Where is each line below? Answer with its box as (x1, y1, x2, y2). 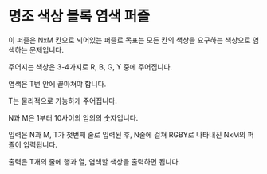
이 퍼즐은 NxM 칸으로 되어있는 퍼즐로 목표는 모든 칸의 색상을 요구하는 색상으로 (8, 35, 251, 45)
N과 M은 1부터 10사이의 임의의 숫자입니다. (8, 113, 139, 122)
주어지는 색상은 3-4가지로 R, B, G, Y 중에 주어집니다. (8, 61, 173, 72)
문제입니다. (29, 45, 65, 54)
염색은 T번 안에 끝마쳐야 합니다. (8, 79, 107, 89)
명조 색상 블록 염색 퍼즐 (8, 7, 151, 26)
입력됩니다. (22, 140, 58, 149)
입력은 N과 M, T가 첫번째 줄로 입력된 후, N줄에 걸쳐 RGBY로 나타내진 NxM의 (8, 129, 246, 140)
